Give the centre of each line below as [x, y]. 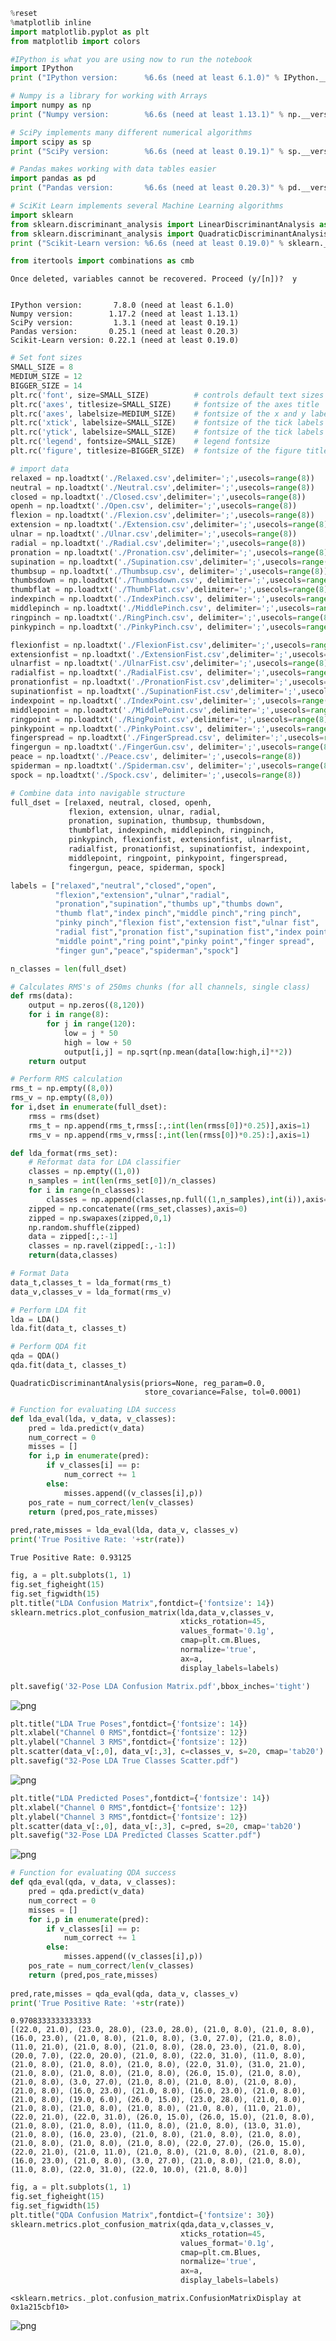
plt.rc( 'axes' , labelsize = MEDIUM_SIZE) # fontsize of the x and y [158, 414]
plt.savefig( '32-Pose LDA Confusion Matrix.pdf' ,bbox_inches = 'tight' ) [160, 1686]
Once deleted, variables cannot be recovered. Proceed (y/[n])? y [154, 279]
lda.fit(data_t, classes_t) [69, 1329]
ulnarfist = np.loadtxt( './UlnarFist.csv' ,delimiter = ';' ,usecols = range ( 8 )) [171, 664]
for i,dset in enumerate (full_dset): [89, 1107]
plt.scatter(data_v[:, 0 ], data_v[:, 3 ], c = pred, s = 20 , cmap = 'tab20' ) [156, 1826]
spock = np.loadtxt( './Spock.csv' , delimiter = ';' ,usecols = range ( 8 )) [156, 775]
